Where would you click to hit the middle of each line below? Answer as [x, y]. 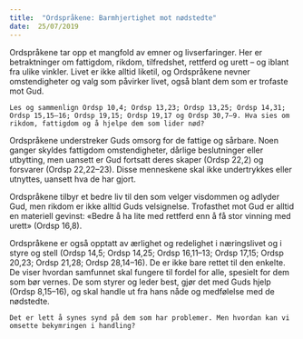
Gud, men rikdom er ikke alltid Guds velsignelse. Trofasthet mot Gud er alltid [152, 206]
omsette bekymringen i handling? [73, 325]
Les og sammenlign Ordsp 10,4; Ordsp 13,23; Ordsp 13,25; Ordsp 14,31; [147, 107]
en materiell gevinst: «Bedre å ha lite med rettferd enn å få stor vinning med [151, 215]
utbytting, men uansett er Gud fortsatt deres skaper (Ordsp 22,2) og [137, 159]
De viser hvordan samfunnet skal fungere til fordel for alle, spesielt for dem [150, 272]
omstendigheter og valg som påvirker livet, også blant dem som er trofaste [149, 81]
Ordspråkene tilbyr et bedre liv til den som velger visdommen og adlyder [145, 196]
